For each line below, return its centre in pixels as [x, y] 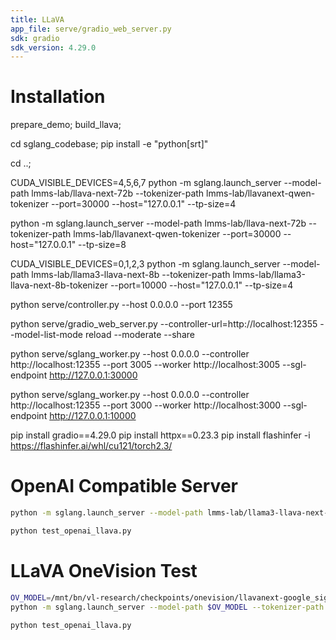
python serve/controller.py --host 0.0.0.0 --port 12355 [121, 305]
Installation [58, 97]
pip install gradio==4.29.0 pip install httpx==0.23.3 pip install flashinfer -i [160, 435]
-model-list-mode [46, 335]
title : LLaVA [37, 19]
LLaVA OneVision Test [104, 571]
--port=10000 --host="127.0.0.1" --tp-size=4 [201, 285]
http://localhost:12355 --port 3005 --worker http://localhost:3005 [145, 365]
